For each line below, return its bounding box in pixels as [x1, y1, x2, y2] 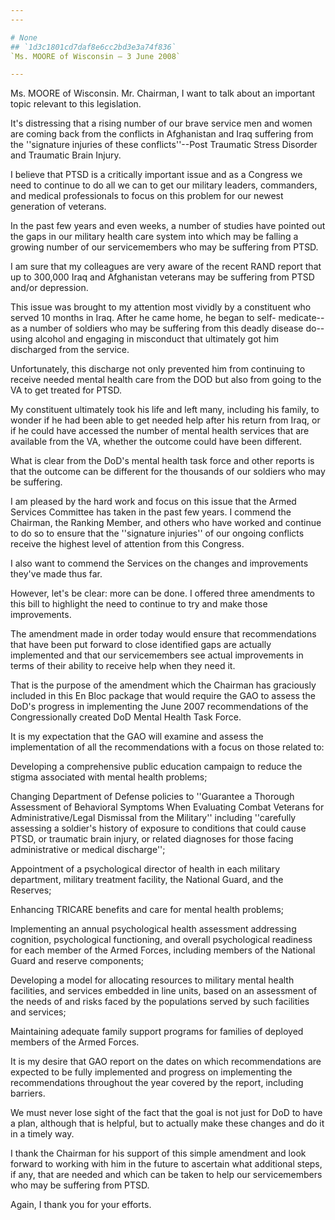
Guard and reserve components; [10, 955, 145, 967]
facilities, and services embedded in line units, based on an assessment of [10, 985, 318, 997]
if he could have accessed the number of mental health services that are [10, 425, 310, 437]
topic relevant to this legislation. [10, 98, 142, 110]
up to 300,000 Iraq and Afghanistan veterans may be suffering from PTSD [10, 271, 315, 283]
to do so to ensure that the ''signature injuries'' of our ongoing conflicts [10, 527, 305, 540]
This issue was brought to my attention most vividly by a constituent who [10, 301, 312, 313]
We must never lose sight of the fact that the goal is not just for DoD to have [10, 1107, 323, 1119]
